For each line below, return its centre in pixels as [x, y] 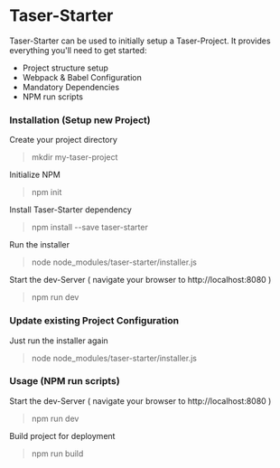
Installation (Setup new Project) [80, 120]
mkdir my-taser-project [75, 157]
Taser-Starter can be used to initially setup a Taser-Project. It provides [140, 41]
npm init [47, 192]
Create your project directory [63, 140]
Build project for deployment [62, 435]
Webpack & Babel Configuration [82, 77]
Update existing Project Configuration [94, 321]
